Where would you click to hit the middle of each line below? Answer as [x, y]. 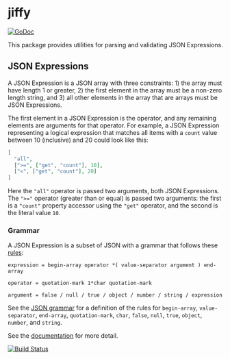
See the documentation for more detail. [63, 336]
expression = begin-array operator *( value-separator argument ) [104, 265]
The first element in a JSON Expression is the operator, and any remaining [112, 118]
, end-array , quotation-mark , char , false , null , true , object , [119, 315]
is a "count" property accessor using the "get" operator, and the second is [113, 206]
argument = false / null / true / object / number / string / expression [115, 295]
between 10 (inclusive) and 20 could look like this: [78, 140]
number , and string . [35, 323]
